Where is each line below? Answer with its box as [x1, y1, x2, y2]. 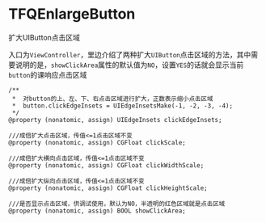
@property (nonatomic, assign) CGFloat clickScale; [8, 138, 186, 146]
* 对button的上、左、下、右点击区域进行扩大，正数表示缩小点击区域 [11, 95, 213, 103]
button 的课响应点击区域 [8, 69, 87, 79]
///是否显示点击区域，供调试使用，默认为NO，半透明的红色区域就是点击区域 [8, 200, 226, 208]
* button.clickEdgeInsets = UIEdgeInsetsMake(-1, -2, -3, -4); [11, 102, 233, 110]
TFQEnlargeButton [8, 5, 136, 23]
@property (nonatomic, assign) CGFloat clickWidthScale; [8, 161, 205, 170]
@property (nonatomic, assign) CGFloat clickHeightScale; [8, 183, 208, 192]
